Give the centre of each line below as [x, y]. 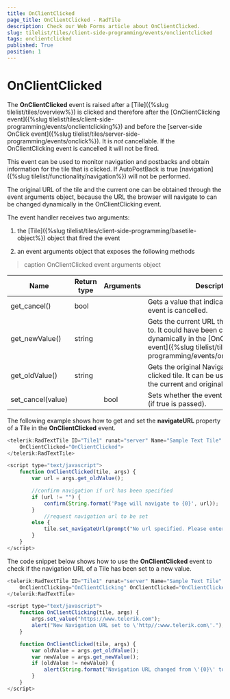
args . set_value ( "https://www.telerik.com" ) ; [96, 619]
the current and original [186, 383]
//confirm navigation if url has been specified [102, 491]
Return [86, 281]
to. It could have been [182, 330]
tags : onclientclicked [39, 39]
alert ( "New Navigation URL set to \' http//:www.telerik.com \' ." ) [127, 626]
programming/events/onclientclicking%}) [65, 126]
